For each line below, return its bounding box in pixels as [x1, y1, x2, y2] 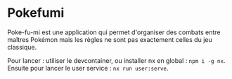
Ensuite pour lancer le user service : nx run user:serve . [7, 64, 169, 72]
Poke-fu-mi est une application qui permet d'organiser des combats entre [7, 28, 221, 36]
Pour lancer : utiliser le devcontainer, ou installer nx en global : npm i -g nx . [7, 56, 226, 64]
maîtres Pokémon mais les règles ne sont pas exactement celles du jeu [7, 35, 212, 43]
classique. [7, 43, 37, 51]
